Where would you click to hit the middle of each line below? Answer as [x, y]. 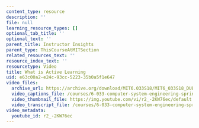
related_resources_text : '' [41, 55]
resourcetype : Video [32, 66]
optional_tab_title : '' [36, 34]
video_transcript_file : [41, 105]
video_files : [22, 83]
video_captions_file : [38, 94]
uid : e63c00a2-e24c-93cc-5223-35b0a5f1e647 [61, 77]
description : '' [26, 17]
